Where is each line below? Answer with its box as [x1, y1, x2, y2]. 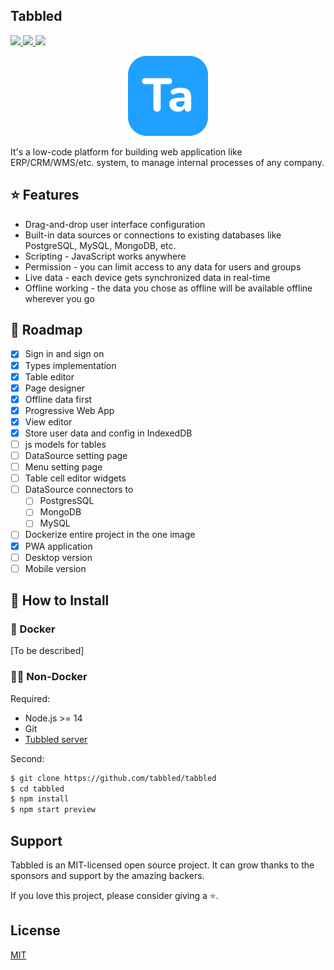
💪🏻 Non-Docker [10, 670, 88, 684]
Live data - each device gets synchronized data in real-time [24, 271, 271, 283]
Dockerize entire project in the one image [24, 529, 196, 541]
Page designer [24, 382, 86, 394]
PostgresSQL [39, 495, 95, 507]
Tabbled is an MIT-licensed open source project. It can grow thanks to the [10, 859, 315, 871]
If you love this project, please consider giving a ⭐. [10, 889, 219, 901]
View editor [24, 415, 73, 428]
